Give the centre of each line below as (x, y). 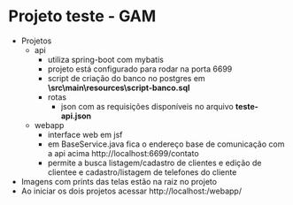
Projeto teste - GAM (82, 16)
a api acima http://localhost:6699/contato (123, 153)
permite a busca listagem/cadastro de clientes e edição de (154, 163)
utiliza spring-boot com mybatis (106, 59)
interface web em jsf (85, 134)
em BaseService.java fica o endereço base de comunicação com (166, 144)
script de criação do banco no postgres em (126, 78)
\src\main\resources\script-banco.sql (119, 87)
